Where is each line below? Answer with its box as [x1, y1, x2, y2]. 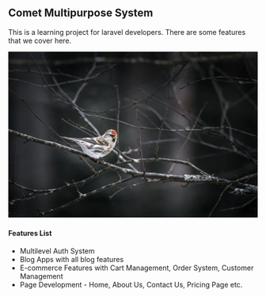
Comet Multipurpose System [8, 6, 154, 20]
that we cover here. [8, 36, 72, 45]
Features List [8, 229, 52, 238]
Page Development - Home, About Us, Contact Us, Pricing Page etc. [19, 280, 243, 289]
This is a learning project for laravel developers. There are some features [8, 27, 246, 36]
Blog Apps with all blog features [19, 254, 124, 264]
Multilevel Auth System [19, 246, 95, 256]
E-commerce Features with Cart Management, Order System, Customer [19, 263, 254, 272]
